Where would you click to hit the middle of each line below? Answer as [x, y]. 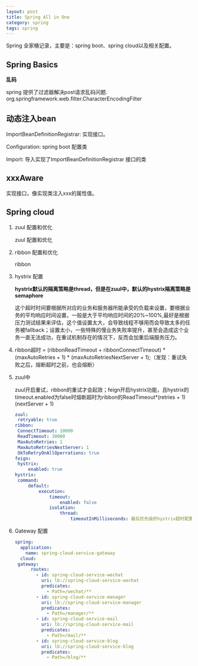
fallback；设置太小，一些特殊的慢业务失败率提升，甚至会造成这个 [104, 330]
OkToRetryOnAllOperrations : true [58, 453]
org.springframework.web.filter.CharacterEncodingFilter [74, 99]
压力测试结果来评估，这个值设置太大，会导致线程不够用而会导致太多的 [100, 322]
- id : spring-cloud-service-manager [81, 597]
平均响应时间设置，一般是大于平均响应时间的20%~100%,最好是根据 [107, 315]
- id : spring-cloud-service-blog [77, 641]
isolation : [62, 508]
